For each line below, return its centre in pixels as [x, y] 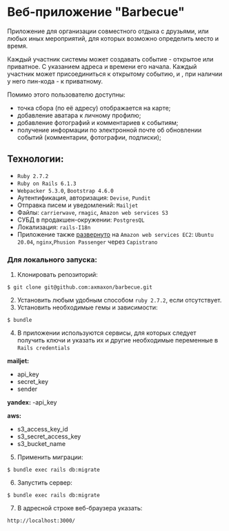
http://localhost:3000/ [41, 521]
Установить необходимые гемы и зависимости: [87, 307]
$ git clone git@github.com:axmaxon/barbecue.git [80, 287]
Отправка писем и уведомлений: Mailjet [78, 205]
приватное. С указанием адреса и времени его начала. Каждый [102, 66]
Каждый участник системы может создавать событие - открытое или [110, 59]
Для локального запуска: [52, 260]
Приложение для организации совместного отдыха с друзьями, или [108, 31]
